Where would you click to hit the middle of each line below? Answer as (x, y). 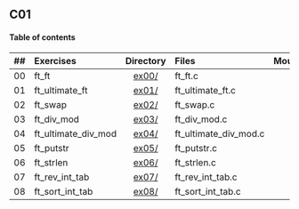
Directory (145, 60)
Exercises (56, 60)
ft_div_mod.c (201, 119)
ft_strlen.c (195, 162)
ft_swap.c (195, 104)
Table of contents (42, 37)
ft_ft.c (186, 76)
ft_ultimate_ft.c (205, 90)
